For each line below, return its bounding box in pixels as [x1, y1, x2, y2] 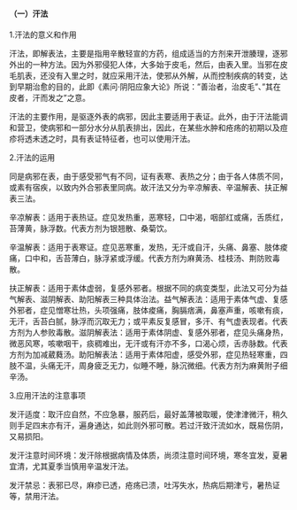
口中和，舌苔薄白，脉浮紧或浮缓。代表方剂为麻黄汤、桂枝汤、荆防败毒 [24, 253, 280, 264]
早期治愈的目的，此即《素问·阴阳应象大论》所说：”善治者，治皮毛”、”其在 [16, 81, 281, 92]
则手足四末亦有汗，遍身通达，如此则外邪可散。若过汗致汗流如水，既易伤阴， [9, 421, 288, 431]
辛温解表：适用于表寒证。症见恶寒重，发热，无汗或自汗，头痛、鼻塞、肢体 [9, 242, 280, 252]
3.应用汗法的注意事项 [9, 390, 87, 401]
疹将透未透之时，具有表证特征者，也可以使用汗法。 [9, 134, 195, 144]
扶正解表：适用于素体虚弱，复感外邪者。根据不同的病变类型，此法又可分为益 [9, 283, 288, 294]
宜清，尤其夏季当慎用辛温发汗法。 [9, 461, 133, 472]
